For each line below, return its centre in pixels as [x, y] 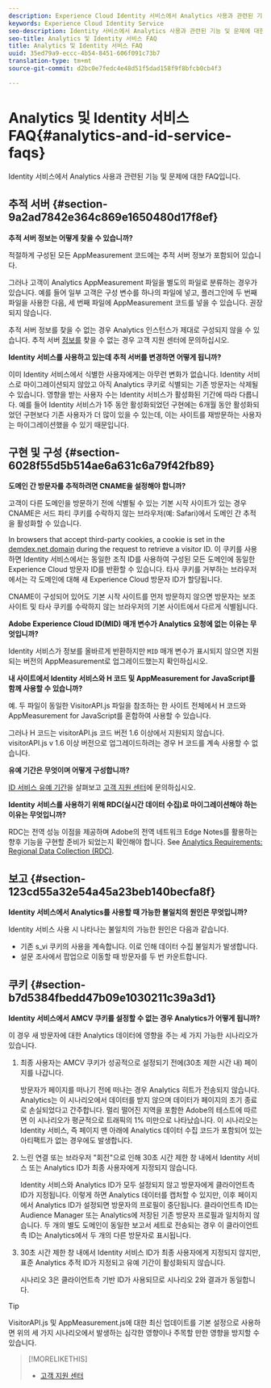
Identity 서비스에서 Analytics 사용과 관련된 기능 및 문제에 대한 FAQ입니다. [124, 176]
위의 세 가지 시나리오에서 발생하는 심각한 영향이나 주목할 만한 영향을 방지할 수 [138, 1332]
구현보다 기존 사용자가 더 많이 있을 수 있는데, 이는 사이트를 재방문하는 [131, 414]
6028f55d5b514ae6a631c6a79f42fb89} [112, 465]
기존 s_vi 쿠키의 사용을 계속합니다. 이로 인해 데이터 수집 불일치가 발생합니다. [139, 947]
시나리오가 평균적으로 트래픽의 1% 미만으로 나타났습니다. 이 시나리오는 [148, 1120]
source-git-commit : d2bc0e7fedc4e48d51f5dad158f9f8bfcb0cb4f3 [115, 69]
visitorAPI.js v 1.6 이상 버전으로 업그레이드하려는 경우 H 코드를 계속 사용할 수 [129, 743]
